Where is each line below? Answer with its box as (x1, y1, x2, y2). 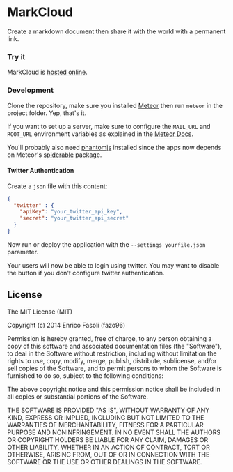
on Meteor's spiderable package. (7, 151, 102, 159)
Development (7, 85, 54, 95)
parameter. (7, 248, 39, 256)
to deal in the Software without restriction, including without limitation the (7, 349, 217, 358)
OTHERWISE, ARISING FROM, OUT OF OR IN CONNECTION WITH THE (7, 450, 210, 459)
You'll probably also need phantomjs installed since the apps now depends (7, 143, 222, 151)
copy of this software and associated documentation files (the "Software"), (7, 342, 223, 350)
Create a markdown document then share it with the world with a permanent (7, 27, 226, 36)
